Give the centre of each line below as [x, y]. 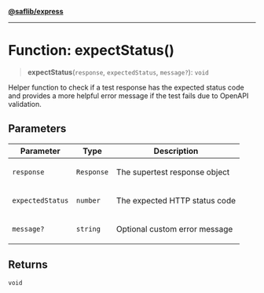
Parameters [37, 129]
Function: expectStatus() [92, 51]
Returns [28, 265]
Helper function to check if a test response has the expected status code [126, 87]
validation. [25, 104]
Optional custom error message [175, 229]
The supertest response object [173, 172]
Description [176, 151]
